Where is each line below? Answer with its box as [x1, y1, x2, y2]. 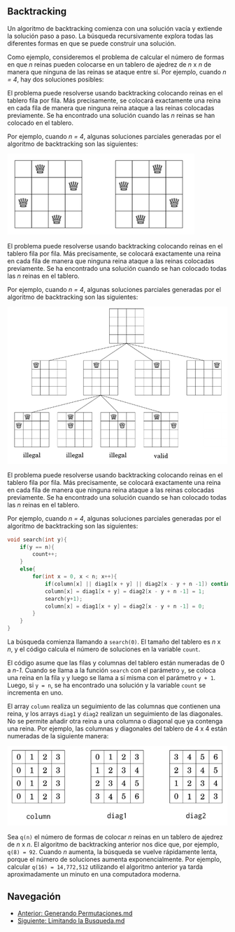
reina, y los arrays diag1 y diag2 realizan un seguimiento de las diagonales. [7, 710, 223, 718]
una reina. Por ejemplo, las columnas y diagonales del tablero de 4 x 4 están [7, 724, 227, 733]
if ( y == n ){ [20, 543, 55, 550]
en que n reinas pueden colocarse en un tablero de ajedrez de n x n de [7, 60, 212, 69]
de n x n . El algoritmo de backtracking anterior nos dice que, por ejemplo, [7, 840, 219, 848]
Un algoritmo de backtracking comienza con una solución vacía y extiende [7, 24, 222, 32]
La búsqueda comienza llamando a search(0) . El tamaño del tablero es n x [7, 638, 221, 646]
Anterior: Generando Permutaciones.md [17, 909, 133, 918]
